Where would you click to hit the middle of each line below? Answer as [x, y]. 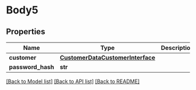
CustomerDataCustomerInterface [108, 57]
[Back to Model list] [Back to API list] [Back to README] [73, 81]
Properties [26, 32]
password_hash [32, 67]
